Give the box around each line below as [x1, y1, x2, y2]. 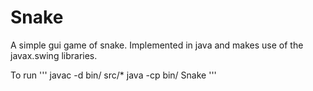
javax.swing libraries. [10, 49, 98, 61]
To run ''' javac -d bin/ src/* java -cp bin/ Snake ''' [10, 69, 217, 81]
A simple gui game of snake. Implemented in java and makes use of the [10, 39, 304, 51]
